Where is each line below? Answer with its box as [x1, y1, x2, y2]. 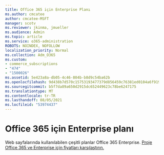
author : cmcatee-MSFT [5, 16, 49, 21]
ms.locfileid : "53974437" [5, 102, 58, 107]
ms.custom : [5, 57, 27, 62]
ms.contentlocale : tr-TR [5, 93, 56, 98]
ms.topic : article [5, 35, 42, 39]
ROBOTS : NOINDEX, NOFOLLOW [5, 43, 60, 48]
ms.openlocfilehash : [5, 79, 47, 84]
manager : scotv [5, 20, 36, 26]
